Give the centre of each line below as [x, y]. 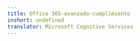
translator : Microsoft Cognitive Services [70, 26]
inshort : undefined [36, 20]
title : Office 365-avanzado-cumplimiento [69, 14]
